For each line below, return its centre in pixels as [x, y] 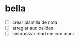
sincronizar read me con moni [43, 34]
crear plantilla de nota [34, 22]
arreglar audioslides [33, 28]
